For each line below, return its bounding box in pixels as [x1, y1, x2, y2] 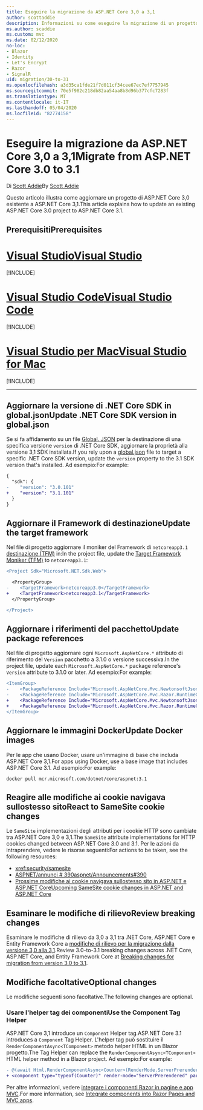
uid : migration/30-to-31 [6, 76, 69, 82]
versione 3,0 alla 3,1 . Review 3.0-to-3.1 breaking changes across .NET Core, [6, 947, 193, 954]
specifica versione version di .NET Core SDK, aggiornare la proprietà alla [6, 442, 188, 449]
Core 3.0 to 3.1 [6, 162, 80, 176]
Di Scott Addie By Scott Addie [6, 183, 80, 190]
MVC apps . [6, 1097, 34, 1104]
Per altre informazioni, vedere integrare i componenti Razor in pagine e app [6, 1084, 193, 1091]
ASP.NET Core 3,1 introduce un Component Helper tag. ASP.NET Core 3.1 [6, 1029, 182, 1037]
